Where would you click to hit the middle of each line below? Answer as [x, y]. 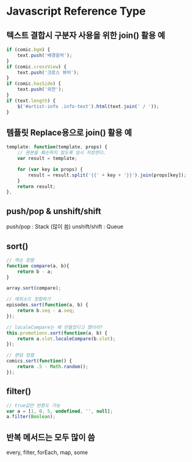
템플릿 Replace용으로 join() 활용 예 [69, 132]
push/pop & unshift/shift [54, 211]
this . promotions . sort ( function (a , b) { [57, 333]
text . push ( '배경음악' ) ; [45, 55]
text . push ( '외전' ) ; [41, 90]
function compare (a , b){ [38, 266]
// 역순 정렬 [20, 260]
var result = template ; [48, 159]
